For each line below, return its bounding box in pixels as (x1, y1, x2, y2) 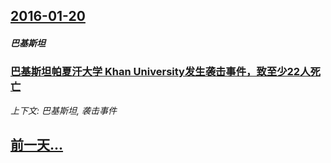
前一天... (10, 137, 64, 154)
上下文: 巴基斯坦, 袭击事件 (10, 104, 117, 116)
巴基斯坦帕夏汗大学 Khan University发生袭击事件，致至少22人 (10, 65, 311, 79)
